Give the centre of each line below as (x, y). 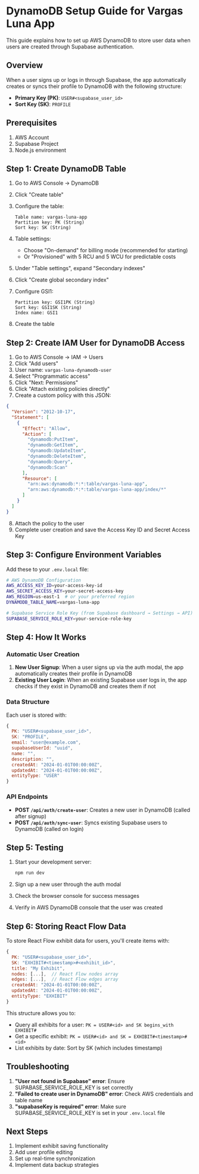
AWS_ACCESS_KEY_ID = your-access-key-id (54, 586)
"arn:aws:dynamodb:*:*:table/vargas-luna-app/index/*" (97, 490)
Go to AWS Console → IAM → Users (59, 357)
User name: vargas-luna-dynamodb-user (63, 370)
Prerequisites (32, 123)
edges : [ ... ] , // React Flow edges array (65, 979)
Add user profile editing (44, 1152)
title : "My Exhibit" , (38, 968)
